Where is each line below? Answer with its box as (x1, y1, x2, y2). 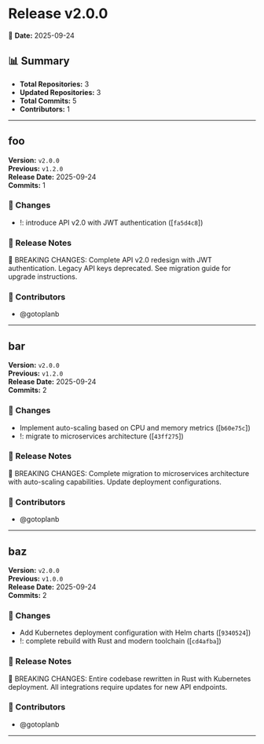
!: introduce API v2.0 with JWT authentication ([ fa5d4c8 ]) (19, 218, 203, 227)
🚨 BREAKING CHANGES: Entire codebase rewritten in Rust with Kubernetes (8, 673, 251, 684)
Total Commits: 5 (19, 96, 77, 105)
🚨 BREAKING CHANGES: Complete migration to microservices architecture (8, 468, 250, 478)
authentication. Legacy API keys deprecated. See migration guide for (8, 264, 232, 273)
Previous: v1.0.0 (8, 574, 64, 583)
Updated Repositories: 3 (19, 87, 101, 97)
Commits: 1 (8, 180, 46, 189)
